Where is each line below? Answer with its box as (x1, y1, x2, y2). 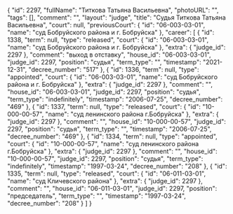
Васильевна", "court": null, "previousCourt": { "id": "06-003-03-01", (7, 21, 206, 29)
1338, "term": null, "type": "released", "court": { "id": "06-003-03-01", (7, 36, 209, 44)
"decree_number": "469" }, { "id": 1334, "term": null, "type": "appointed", (7, 132, 218, 141)
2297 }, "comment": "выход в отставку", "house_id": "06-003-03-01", (7, 50, 212, 59)
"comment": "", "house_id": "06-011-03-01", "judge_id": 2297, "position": (7, 185, 218, 192)
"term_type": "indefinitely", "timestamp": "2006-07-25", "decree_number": (7, 95, 223, 104)
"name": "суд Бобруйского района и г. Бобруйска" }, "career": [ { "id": (7, 28, 215, 36)
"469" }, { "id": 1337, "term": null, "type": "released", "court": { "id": (7, 103, 201, 110)
